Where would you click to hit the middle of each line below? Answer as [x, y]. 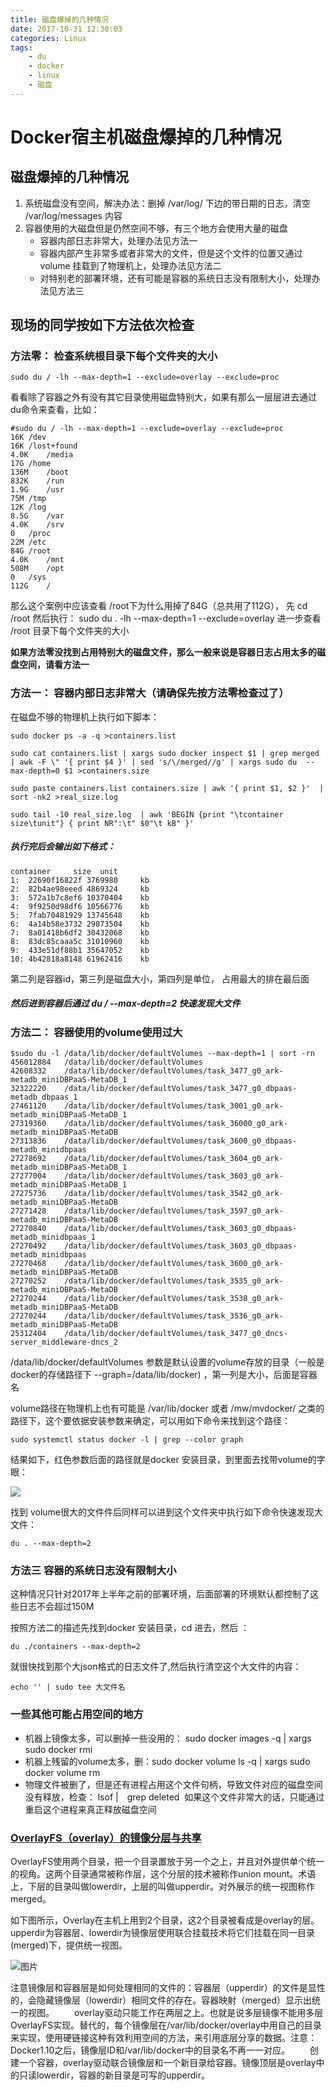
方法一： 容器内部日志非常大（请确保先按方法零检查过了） [150, 693]
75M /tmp [28, 499]
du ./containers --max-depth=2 [75, 1647]
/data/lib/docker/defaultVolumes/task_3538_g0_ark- [173, 1299]
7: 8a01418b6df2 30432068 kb [80, 932]
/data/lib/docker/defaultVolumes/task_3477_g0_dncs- [175, 1334]
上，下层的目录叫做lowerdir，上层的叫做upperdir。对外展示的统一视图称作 [163, 1886]
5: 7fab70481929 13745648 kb [80, 915]
